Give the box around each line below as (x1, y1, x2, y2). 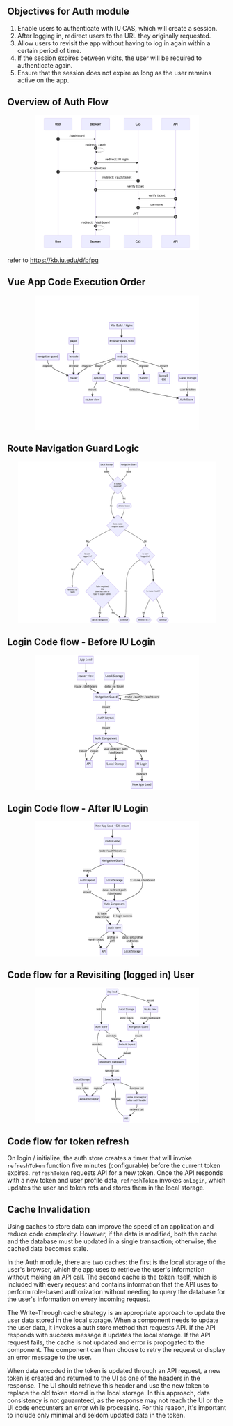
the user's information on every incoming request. (7, 1295, 151, 1303)
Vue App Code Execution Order (7, 276, 146, 288)
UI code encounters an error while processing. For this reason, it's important (7, 1403, 226, 1411)
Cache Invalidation (7, 1204, 90, 1215)
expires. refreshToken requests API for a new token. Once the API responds (7, 1168, 224, 1177)
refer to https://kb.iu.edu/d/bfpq (7, 256, 99, 264)
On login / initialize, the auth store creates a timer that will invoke (7, 1153, 193, 1162)
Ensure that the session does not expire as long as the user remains (17, 68, 212, 77)
